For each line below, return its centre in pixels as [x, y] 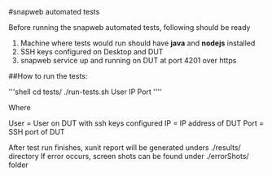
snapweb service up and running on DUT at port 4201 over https [128, 60]
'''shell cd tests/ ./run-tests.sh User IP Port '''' [86, 92]
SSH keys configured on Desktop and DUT [92, 52]
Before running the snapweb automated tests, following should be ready [129, 27]
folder [18, 165]
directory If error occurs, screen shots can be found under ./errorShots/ [129, 156]
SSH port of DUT [37, 132]
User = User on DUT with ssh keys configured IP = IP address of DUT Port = [136, 123]
